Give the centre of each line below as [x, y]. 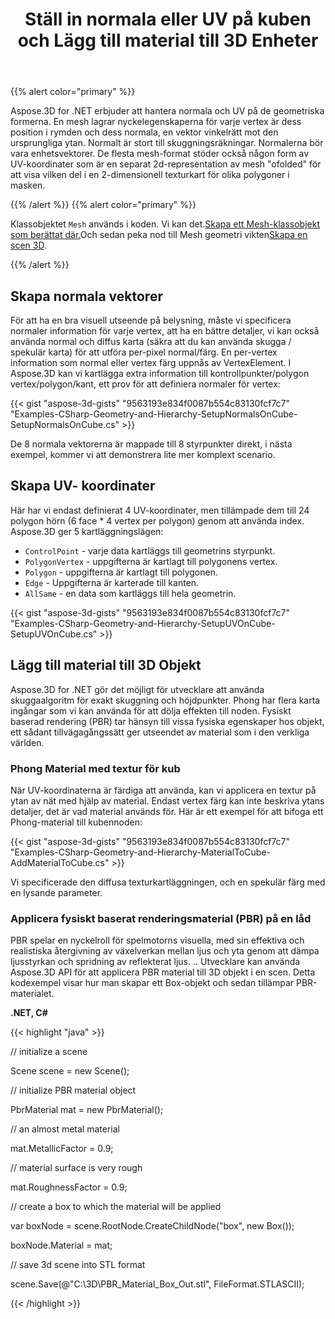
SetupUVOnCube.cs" [54, 634]
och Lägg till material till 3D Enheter [168, 40]
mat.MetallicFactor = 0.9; [62, 1149]
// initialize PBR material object [73, 1090]
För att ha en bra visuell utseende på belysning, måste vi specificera [151, 320]
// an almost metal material [65, 1129]
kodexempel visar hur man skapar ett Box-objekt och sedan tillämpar [152, 983]
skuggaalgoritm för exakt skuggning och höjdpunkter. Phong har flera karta [165, 700]
